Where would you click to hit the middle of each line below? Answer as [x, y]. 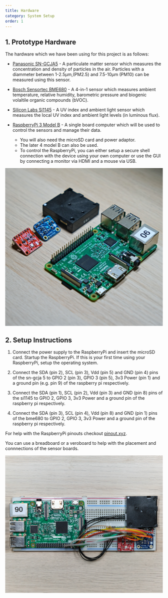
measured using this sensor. [41, 80]
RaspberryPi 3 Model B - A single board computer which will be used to [86, 125]
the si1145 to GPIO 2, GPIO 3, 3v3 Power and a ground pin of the [78, 398]
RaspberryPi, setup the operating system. [55, 363]
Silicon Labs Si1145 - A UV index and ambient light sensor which [78, 110]
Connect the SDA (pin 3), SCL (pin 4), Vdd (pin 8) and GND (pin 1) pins [85, 413]
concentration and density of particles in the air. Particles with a [78, 69]
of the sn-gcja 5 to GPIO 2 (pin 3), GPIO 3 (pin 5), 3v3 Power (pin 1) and [86, 378]
